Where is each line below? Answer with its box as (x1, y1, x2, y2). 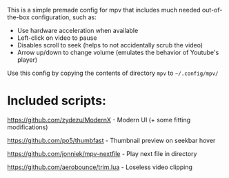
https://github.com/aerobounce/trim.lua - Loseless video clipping (7, 163, 193, 171)
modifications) (7, 123, 48, 131)
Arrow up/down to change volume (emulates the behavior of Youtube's (17, 48, 219, 56)
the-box (7, 13, 30, 21)
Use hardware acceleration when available (17, 27, 139, 34)
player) (17, 56, 38, 64)
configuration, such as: (30, 13, 97, 21)
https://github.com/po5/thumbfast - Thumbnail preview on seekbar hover (7, 136, 216, 144)
